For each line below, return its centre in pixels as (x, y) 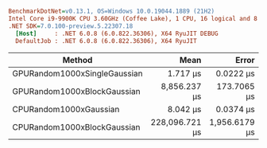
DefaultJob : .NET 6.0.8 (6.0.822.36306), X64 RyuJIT (106, 41)
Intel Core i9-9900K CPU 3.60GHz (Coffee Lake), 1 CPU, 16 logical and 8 (133, 18)
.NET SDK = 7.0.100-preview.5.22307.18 (71, 26)
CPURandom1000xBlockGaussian (76, 127)
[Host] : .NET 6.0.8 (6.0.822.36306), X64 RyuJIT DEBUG (117, 33)
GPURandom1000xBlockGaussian (76, 92)
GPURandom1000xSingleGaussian (77, 74)
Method (77, 60)
